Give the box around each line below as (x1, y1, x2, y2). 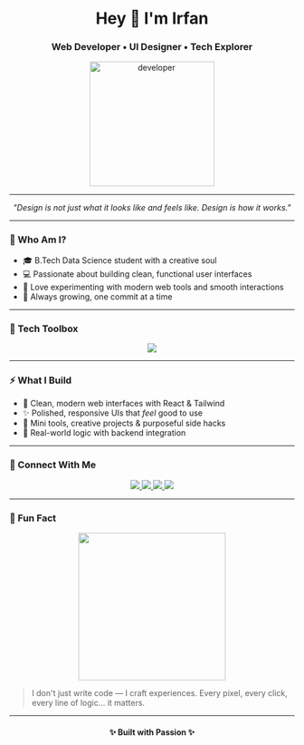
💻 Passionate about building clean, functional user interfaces (22, 268, 252, 279)
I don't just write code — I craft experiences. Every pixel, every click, (31, 687, 288, 698)
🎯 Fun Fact (9, 512, 57, 524)
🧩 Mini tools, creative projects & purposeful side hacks (22, 417, 226, 429)
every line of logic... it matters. (31, 697, 146, 708)
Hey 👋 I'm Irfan (95, 8, 209, 29)
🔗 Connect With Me (9, 458, 97, 471)
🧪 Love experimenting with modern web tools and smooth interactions (22, 281, 285, 292)
